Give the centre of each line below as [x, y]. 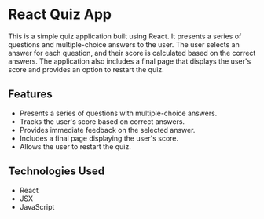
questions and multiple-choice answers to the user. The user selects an [124, 44]
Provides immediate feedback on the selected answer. [107, 130]
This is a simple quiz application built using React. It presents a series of [125, 36]
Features [30, 95]
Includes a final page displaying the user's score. [99, 138]
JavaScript [37, 206]
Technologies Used [56, 172]
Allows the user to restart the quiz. [75, 146]
